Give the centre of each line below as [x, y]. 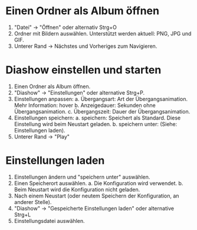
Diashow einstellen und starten [83, 70]
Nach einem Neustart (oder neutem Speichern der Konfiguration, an [96, 196]
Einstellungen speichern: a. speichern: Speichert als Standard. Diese [97, 118]
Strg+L [22, 215]
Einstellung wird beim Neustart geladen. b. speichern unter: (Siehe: [96, 124]
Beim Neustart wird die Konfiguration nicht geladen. [77, 189]
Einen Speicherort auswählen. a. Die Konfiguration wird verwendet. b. [98, 183]
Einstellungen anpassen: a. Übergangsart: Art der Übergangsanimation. [101, 99]
